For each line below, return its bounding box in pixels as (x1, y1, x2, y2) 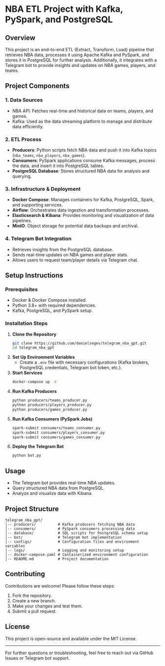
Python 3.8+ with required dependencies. (12, 302, 97, 309)
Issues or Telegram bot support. (5, 655, 70, 661)
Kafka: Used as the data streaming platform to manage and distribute (12, 118, 152, 124)
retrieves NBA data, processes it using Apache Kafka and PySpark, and (5, 52, 150, 58)
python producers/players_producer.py (12, 403, 92, 408)
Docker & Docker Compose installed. (12, 297, 87, 303)
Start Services (12, 370, 43, 376)
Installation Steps (5, 320, 48, 327)
